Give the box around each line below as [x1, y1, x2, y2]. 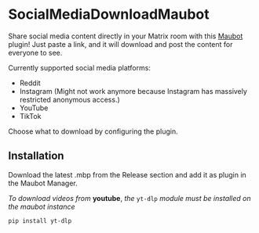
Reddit [19, 78, 41, 88]
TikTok [19, 111, 42, 120]
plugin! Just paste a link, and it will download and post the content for [8, 39, 233, 48]
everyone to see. [8, 48, 63, 57]
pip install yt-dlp [8, 217, 72, 224]
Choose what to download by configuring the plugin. [8, 127, 178, 136]
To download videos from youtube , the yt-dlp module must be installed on [8, 193, 251, 203]
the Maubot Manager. [8, 178, 78, 188]
